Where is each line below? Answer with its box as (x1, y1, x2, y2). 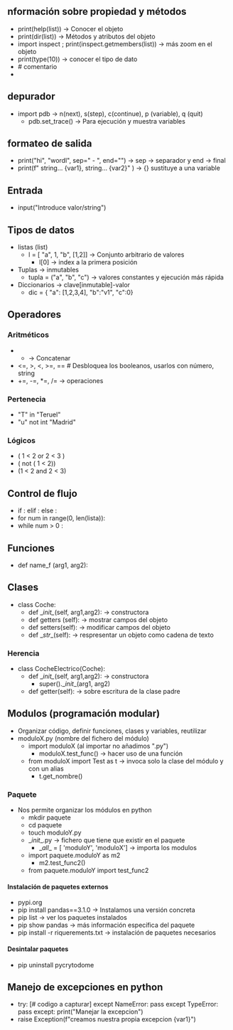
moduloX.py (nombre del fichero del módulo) (17, 734, 149, 742)
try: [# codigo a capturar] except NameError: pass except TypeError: (17, 1000, 219, 1009)
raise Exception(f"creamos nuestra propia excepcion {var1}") (17, 1015, 197, 1024)
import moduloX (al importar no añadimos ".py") (28, 741, 169, 750)
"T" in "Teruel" (17, 410, 61, 419)
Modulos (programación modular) (7, 707, 161, 720)
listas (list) (17, 243, 48, 252)
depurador (7, 90, 55, 102)
